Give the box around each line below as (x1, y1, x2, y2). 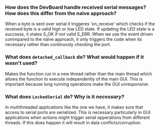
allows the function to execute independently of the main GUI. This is (5, 76, 143, 81)
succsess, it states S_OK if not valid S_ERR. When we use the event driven (5, 31, 153, 37)
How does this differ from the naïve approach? (5, 10, 117, 16)
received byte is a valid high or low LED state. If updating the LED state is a (5, 26, 155, 32)
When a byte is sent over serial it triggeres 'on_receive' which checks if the (5, 21, 155, 27)
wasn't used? (5, 60, 38, 66)
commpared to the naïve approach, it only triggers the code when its (5, 36, 142, 42)
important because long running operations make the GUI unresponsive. (5, 81, 149, 87)
